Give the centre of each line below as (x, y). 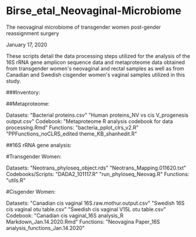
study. (14, 81)
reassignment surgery (33, 33)
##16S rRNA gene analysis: (39, 145)
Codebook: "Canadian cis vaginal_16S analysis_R (65, 215)
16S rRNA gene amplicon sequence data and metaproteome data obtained (96, 62)
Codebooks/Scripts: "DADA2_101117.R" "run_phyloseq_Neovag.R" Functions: (98, 174)
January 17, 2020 (27, 45)
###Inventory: (23, 92)
